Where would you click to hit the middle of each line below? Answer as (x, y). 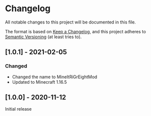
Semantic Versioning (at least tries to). (43, 37)
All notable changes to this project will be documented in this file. (71, 22)
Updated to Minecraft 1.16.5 (39, 82)
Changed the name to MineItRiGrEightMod (55, 77)
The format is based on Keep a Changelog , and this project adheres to (75, 31)
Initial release (18, 109)
